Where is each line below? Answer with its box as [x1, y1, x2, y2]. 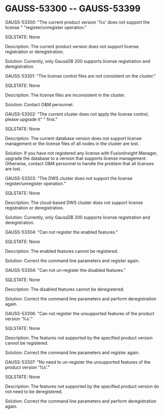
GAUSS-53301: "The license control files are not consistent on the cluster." [5, 73, 156, 79]
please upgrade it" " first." [5, 116, 58, 122]
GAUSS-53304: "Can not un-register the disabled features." [5, 267, 126, 273]
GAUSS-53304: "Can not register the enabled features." [5, 229, 118, 235]
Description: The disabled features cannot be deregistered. [5, 286, 125, 292]
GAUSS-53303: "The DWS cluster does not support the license [5, 175, 133, 181]
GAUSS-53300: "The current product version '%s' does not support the [5, 19, 150, 25]
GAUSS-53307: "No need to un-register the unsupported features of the [5, 359, 151, 365]
